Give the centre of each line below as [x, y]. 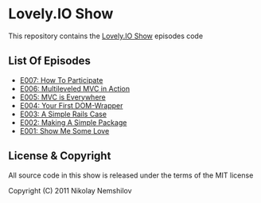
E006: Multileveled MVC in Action [75, 88]
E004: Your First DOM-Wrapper [71, 105]
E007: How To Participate [61, 80]
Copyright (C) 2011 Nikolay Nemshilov [70, 190]
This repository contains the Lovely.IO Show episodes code [106, 36]
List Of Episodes [50, 61]
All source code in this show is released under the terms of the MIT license [131, 175]
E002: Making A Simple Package [73, 122]
